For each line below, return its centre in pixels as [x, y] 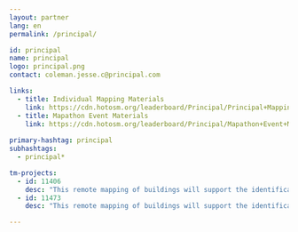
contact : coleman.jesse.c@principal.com [85, 75]
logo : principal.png [47, 67]
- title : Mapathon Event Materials [83, 116]
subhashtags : [33, 149]
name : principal [39, 59]
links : [21, 91]
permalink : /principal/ [53, 34]
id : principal [35, 50]
